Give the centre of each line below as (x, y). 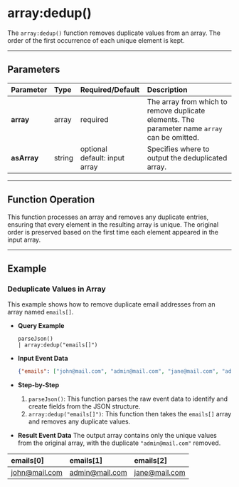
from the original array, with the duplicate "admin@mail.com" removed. (119, 443)
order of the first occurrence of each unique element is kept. (96, 40)
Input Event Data (43, 359)
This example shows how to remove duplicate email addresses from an (111, 304)
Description (167, 89)
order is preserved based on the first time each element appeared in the (113, 232)
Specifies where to (178, 149)
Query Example (41, 326)
